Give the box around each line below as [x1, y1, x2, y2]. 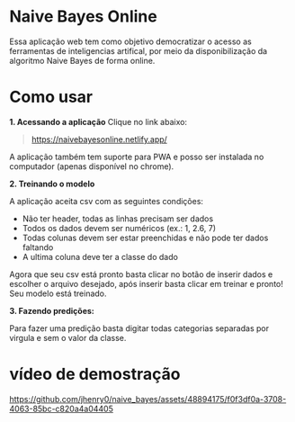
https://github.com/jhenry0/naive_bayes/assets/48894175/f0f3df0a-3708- [9, 393, 287, 404]
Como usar [9, 87, 94, 107]
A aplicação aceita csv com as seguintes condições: [9, 195, 204, 206]
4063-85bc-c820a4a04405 [9, 403, 114, 414]
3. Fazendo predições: [9, 305, 94, 316]
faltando [22, 241, 54, 253]
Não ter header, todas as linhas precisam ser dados [22, 213, 214, 224]
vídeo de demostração [9, 364, 181, 384]
